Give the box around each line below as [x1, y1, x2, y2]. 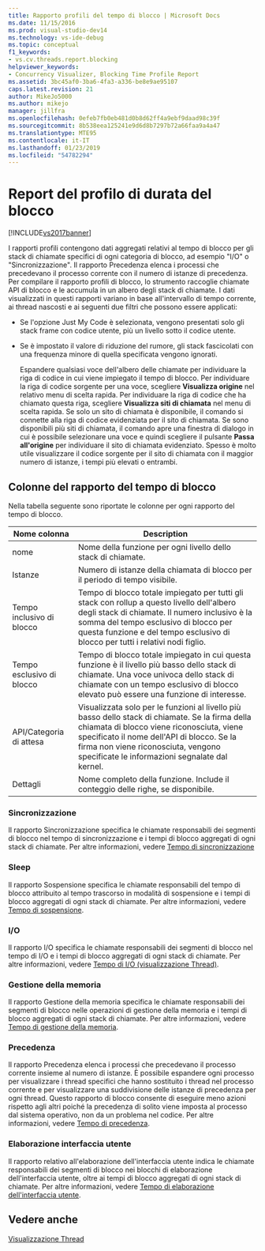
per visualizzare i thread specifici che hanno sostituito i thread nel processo [8, 1076, 254, 1087]
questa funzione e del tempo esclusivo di [77, 627, 230, 637]
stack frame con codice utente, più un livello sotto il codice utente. [19, 326, 237, 336]
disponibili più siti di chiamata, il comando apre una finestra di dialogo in [19, 424, 254, 433]
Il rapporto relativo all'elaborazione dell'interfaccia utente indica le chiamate [8, 1156, 255, 1166]
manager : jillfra [8, 107, 65, 115]
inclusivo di [12, 612, 54, 623]
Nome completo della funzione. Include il [77, 774, 230, 785]
